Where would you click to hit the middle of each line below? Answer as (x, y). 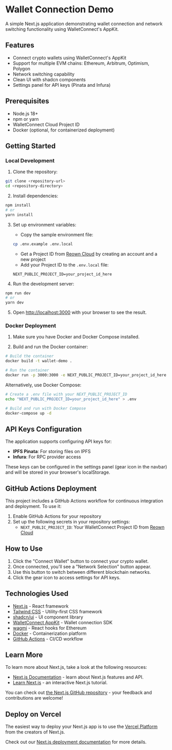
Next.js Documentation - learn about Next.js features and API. (78, 677)
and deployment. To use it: (33, 507)
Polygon (22, 68)
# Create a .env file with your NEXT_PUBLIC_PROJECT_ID (66, 394)
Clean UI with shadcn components (49, 79)
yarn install (19, 215)
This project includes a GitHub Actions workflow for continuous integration (84, 501)
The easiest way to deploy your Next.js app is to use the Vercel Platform (82, 727)
